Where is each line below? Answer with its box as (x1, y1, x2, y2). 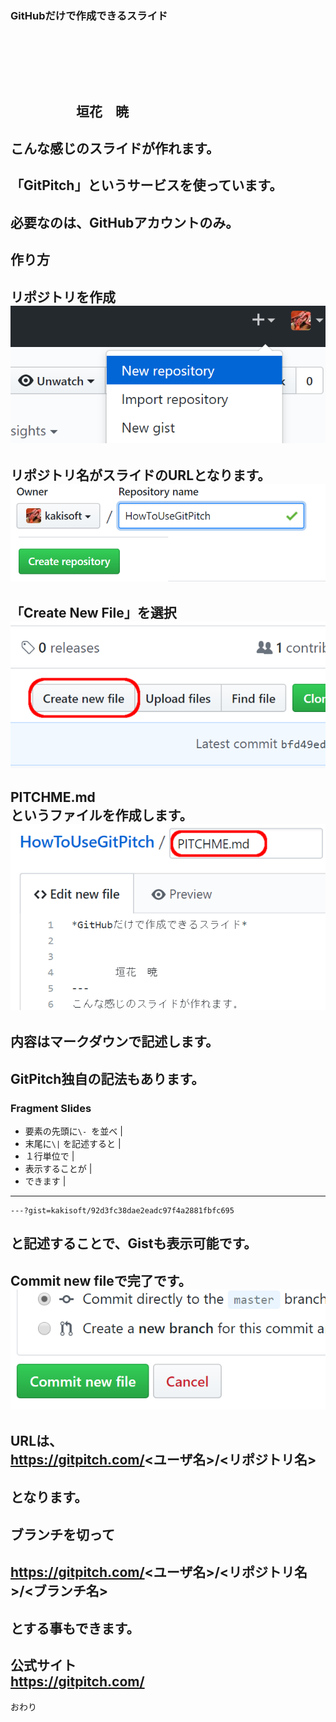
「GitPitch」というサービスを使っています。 (10, 177, 283, 194)
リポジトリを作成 (10, 288, 116, 306)
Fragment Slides (10, 1101, 92, 1115)
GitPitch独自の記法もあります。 (10, 1070, 205, 1087)
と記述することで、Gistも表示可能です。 (10, 1235, 258, 1252)
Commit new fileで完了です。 (10, 1272, 192, 1289)
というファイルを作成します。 (10, 807, 193, 824)
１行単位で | (24, 1150, 75, 1162)
